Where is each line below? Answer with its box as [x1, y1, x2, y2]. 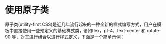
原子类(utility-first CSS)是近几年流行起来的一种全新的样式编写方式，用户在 [5, 22, 157, 27]
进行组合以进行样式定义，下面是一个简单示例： [29, 34, 125, 40]
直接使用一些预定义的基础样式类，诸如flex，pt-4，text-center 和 [13, 27, 146, 33]
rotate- [146, 27, 161, 33]
